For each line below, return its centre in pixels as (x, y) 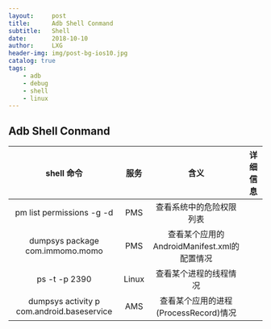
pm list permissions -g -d (64, 213)
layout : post (38, 16)
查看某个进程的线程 (192, 273)
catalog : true (32, 61)
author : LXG (35, 46)
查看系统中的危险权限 (196, 207)
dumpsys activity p (64, 302)
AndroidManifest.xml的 (196, 247)
